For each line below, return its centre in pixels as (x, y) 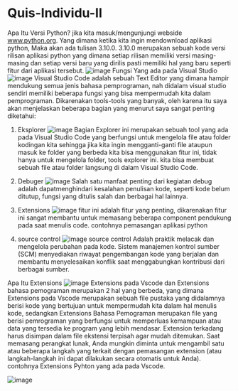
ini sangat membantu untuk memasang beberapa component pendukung (124, 218)
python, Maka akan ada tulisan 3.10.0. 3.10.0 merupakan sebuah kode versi (117, 48)
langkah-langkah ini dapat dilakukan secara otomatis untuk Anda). (104, 358)
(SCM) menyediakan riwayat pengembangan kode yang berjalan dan (118, 254)
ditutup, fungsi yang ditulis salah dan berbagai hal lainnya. (103, 196)
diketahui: (22, 116)
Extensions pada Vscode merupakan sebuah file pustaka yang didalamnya (116, 298)
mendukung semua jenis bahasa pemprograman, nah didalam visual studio (117, 85)
